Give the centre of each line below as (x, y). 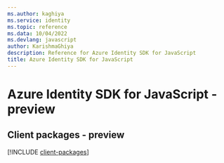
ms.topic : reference (38, 27)
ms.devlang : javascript (42, 40)
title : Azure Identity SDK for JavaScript (70, 60)
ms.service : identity (39, 20)
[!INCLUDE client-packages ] (48, 152)
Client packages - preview (66, 135)
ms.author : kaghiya (36, 14)
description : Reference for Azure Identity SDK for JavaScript (102, 53)
